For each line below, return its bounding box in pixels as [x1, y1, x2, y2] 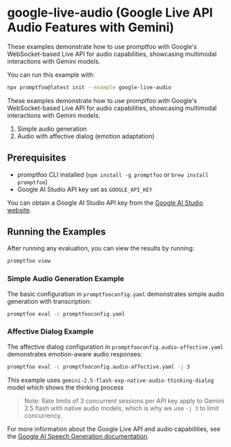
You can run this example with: [7, 71, 95, 79]
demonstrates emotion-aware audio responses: [7, 349, 143, 358]
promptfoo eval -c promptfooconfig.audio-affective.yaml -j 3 [7, 363, 190, 370]
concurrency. [24, 411, 62, 419]
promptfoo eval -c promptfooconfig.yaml [7, 310, 126, 318]
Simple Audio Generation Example [7, 274, 124, 284]
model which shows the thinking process [7, 383, 124, 392]
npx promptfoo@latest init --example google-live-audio [7, 84, 172, 91]
